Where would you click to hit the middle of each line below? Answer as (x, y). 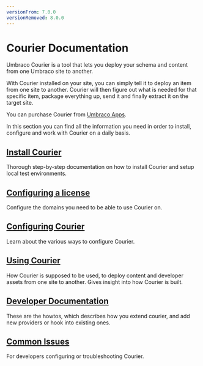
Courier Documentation (68, 48)
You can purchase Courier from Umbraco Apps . (66, 114)
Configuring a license (48, 192)
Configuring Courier (46, 227)
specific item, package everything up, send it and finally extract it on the (97, 96)
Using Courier (34, 261)
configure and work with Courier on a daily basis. (68, 133)
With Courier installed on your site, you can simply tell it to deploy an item (99, 83)
